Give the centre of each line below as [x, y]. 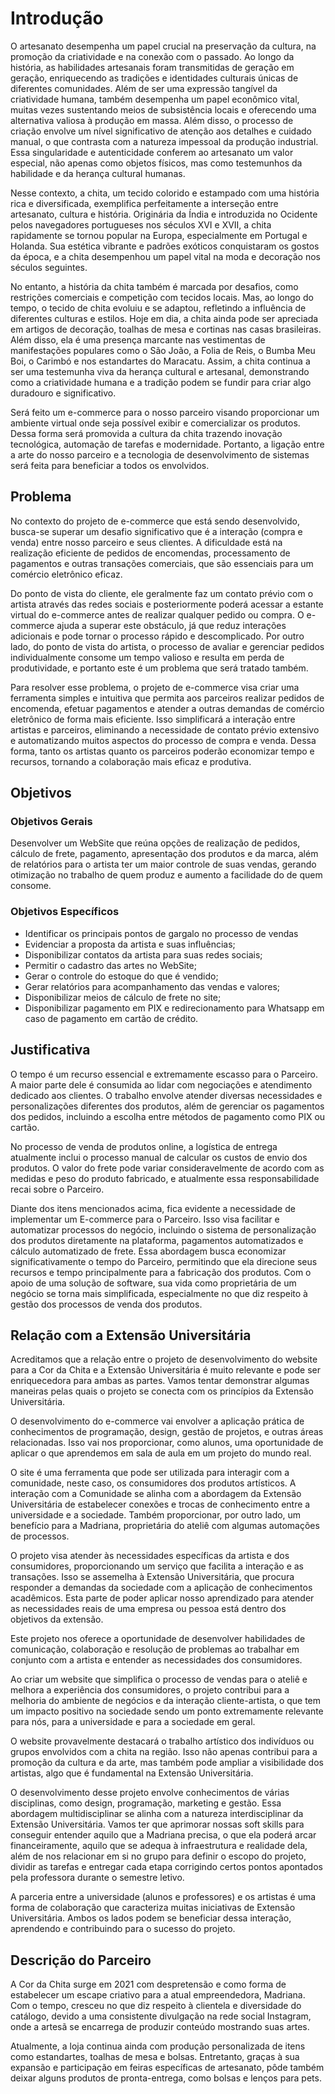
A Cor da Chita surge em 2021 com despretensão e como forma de [148, 1984]
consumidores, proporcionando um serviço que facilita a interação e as [157, 1566]
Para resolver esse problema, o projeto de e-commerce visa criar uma [155, 687]
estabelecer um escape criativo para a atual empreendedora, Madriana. [158, 1995]
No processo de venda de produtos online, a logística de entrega [144, 1146]
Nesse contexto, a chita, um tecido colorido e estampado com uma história [165, 193]
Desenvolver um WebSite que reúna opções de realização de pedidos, [155, 843]
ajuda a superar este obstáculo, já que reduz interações [171, 625]
